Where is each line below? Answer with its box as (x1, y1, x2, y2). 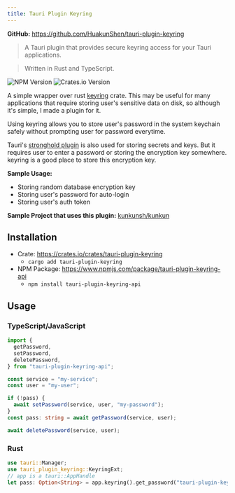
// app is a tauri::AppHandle (7, 472, 96, 480)
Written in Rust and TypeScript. (24, 64, 115, 72)
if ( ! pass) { (7, 395, 45, 402)
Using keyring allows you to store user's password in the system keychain (7, 120, 220, 128)
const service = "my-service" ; (7, 375, 99, 382)
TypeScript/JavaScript (7, 321, 86, 331)
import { (7, 337, 33, 344)
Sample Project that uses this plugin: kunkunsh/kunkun (7, 211, 170, 219)
